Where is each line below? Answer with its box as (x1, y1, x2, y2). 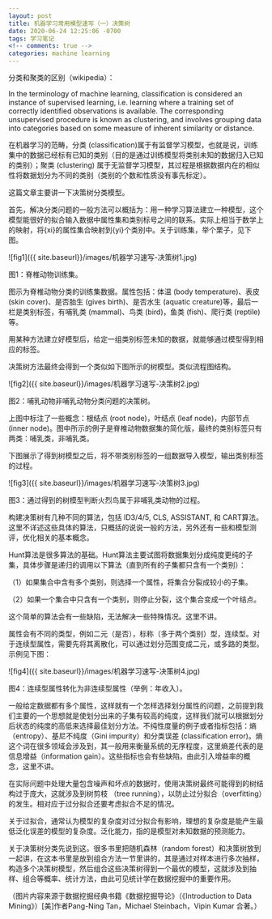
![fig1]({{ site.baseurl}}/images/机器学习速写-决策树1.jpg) (8, 253, 198, 262)
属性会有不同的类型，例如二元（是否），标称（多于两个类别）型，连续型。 (8, 629, 253, 638)
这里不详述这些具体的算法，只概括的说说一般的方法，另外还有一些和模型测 (8, 523, 257, 532)
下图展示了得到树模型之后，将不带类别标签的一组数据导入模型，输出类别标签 (8, 451, 264, 460)
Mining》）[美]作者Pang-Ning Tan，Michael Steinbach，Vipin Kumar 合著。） (8, 901, 261, 911)
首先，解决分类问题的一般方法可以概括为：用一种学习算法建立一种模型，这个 (8, 205, 264, 215)
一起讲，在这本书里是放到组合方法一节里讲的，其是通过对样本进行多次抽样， (8, 853, 264, 863)
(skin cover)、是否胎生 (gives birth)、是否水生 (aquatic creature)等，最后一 (8, 297, 259, 306)
